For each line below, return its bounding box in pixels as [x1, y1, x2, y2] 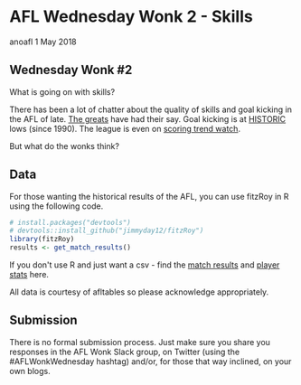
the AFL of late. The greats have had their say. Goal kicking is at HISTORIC [9, 113, 287, 124]
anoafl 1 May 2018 [9, 36, 77, 47]
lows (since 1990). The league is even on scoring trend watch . [9, 123, 241, 134]
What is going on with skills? [9, 86, 116, 97]
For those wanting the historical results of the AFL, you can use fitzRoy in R [9, 191, 289, 202]
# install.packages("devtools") [9, 218, 131, 227]
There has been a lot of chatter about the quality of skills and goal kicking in [9, 104, 292, 115]
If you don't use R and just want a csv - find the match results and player [9, 259, 280, 270]
